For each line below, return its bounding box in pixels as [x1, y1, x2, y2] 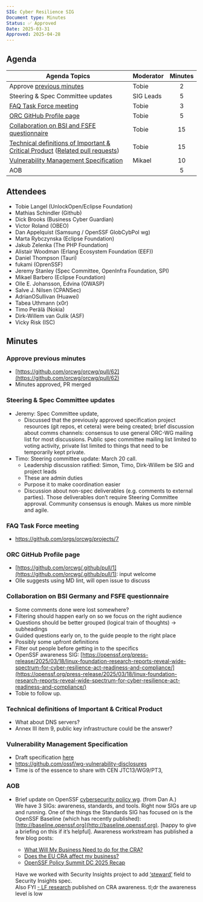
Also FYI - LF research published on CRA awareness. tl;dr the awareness [14, 883, 196, 890]
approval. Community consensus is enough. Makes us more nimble [24, 500, 192, 507]
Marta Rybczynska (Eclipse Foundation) [14, 234, 115, 242]
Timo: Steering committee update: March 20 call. [14, 455, 137, 462]
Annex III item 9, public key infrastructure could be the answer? [14, 725, 173, 732]
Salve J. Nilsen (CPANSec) [14, 286, 82, 294]
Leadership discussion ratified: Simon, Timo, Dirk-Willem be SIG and [24, 461, 195, 468]
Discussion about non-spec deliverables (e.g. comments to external [24, 487, 193, 494]
